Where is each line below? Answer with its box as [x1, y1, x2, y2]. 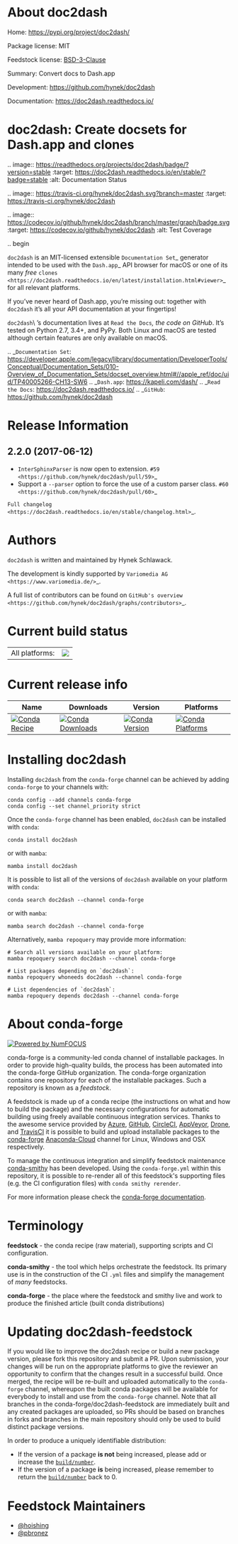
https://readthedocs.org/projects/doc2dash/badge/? [35, 160, 189, 168]
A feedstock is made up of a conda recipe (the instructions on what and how [7, 1097, 231, 1105]
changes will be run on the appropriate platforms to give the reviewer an [7, 1362, 218, 1371]
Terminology [7, 1217, 84, 1233]
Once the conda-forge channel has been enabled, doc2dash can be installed [7, 815, 227, 823]
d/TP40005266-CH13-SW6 [7, 377, 88, 386]
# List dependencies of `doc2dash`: [7, 986, 115, 993]
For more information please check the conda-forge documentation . [7, 1192, 207, 1201]
